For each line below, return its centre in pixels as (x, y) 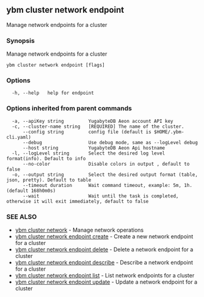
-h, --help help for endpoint (53, 93)
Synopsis (20, 40)
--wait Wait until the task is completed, (100, 196)
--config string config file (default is (87, 132)
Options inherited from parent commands (69, 108)
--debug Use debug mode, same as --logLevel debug (110, 142)
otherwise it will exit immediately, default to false (78, 201)
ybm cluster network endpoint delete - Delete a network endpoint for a (104, 249)
